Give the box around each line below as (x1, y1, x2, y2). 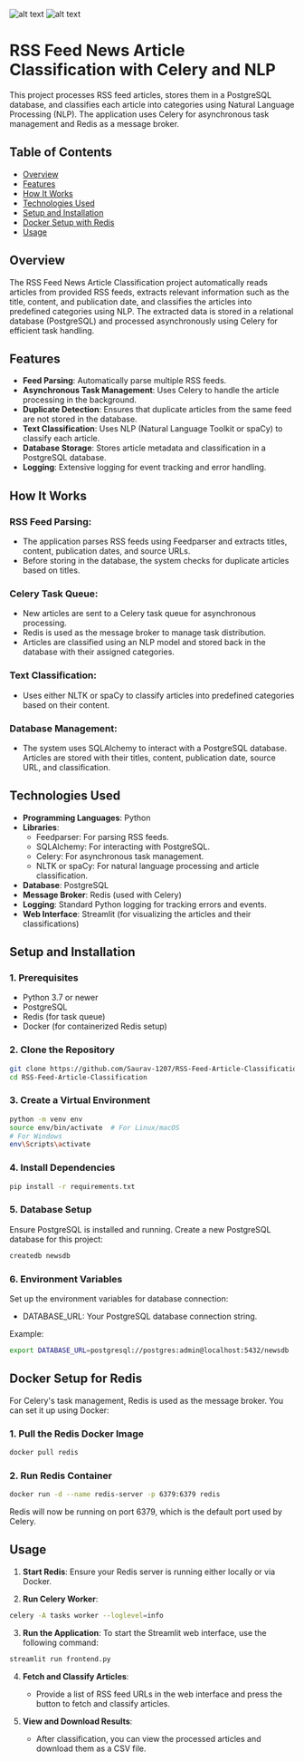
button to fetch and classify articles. (35, 1698, 170, 1708)
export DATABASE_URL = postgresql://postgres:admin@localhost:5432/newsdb (9, 1346, 290, 1355)
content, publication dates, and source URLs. (22, 546, 191, 556)
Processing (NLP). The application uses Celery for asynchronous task (9, 109, 270, 120)
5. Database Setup (9, 1204, 92, 1216)
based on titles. (22, 565, 81, 576)
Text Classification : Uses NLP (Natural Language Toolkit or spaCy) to (22, 423, 283, 434)
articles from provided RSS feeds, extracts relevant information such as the (9, 286, 290, 297)
